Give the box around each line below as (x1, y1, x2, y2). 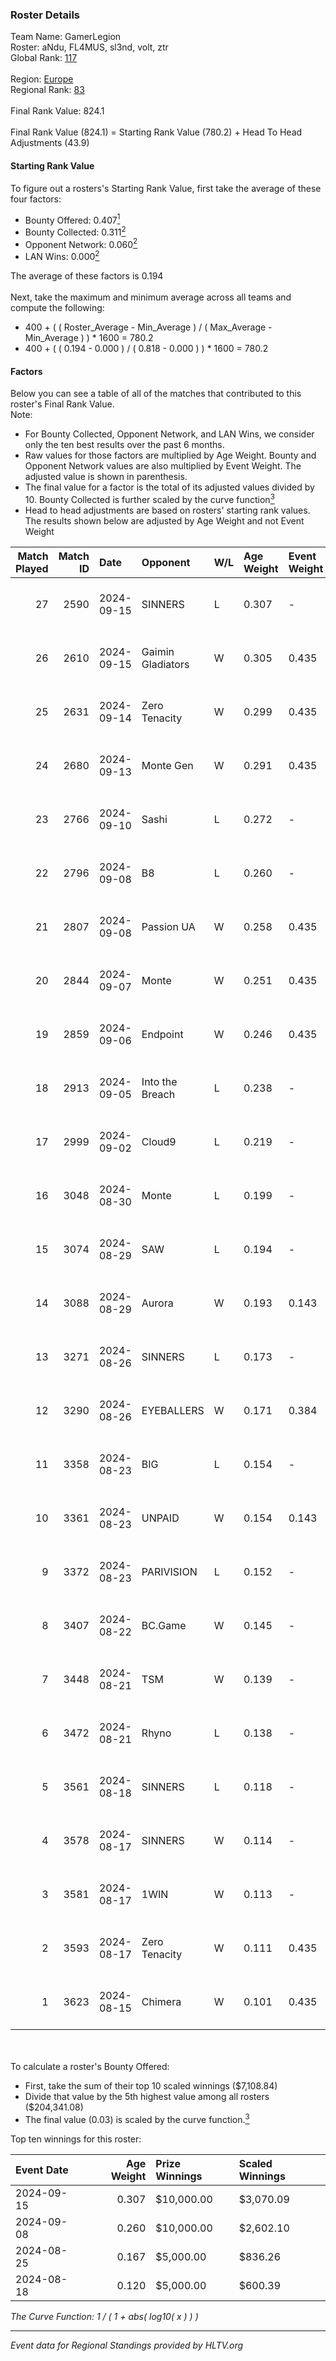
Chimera (141, 1994, 182, 2008)
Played (15, 561, 49, 575)
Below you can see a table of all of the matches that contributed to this (10, 388, 302, 400)
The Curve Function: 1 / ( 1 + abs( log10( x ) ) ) (10, 2310, 199, 2322)
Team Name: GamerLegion (10, 31, 122, 43)
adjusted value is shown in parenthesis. (24, 471, 188, 483)
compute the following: (10, 302, 105, 314)
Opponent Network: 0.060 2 (24, 236, 138, 250)
